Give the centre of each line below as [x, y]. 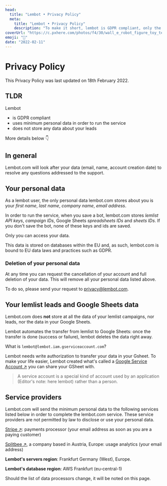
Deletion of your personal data [43, 263]
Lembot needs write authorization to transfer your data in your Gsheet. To [81, 356]
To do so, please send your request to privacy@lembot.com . [67, 289]
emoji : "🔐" [16, 38]
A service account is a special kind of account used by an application [88, 376]
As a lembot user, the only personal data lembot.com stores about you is [79, 201]
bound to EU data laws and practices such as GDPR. [59, 250]
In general [21, 155]
